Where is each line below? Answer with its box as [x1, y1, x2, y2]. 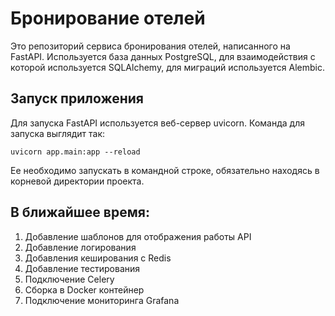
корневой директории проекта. [10, 175, 145, 187]
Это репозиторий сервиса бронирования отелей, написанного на [10, 40, 291, 52]
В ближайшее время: [10, 204, 150, 221]
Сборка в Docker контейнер [24, 283, 145, 296]
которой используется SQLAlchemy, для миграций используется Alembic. [10, 61, 325, 73]
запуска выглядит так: [10, 127, 106, 139]
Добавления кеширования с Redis [24, 252, 172, 264]
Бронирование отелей [10, 7, 206, 30]
